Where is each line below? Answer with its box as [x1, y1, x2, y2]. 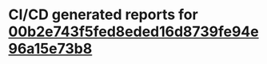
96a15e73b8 [8, 40, 93, 58]
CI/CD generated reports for [8, 6, 198, 24]
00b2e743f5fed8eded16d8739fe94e [8, 22, 259, 41]
